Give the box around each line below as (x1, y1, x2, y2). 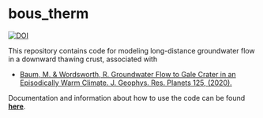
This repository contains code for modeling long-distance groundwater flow (8, 46, 255, 55)
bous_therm (8, 5, 89, 23)
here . (8, 101, 26, 111)
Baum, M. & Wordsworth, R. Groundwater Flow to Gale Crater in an (19, 69, 237, 79)
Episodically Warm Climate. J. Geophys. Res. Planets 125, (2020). (19, 78, 233, 87)
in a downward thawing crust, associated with (8, 54, 158, 64)
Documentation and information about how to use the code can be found (8, 93, 246, 102)
